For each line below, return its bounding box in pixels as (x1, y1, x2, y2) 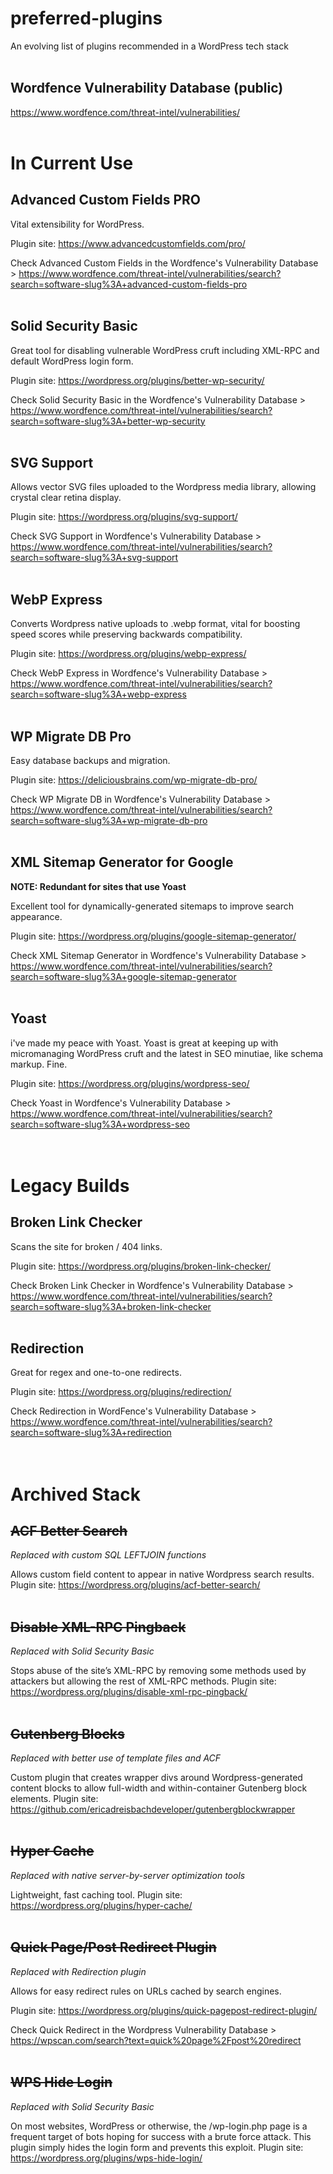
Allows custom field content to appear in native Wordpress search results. (10, 1568, 315, 1581)
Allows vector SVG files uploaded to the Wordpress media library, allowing (10, 481, 317, 493)
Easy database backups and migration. (10, 755, 171, 766)
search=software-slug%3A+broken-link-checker (10, 1300, 212, 1312)
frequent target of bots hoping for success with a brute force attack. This (10, 2130, 312, 2142)
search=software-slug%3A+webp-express (10, 688, 187, 701)
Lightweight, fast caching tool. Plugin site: (10, 1888, 183, 1901)
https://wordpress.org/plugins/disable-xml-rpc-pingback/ (10, 1686, 248, 1698)
